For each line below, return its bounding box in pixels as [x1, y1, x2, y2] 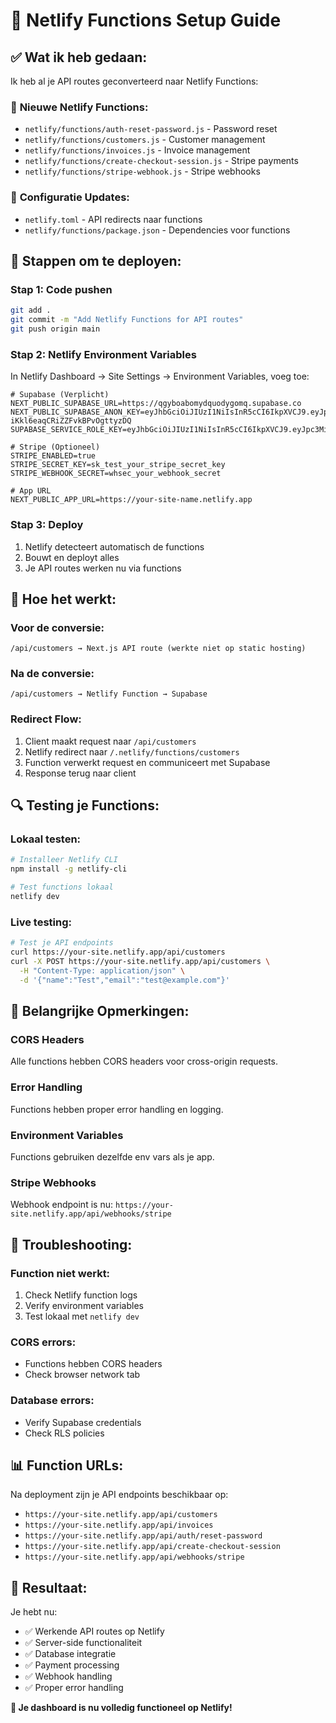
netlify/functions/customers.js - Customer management [24, 134, 266, 146]
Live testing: [10, 915, 72, 929]
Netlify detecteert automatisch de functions [24, 540, 205, 553]
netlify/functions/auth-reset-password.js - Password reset [24, 123, 278, 135]
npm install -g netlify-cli [10, 864, 128, 874]
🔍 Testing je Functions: [10, 797, 160, 814]
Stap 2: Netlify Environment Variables [10, 347, 197, 361]
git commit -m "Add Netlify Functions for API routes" [10, 315, 244, 325]
